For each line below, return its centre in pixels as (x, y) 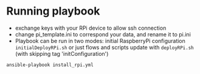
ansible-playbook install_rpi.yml (50, 65)
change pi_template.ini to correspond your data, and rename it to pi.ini (103, 34)
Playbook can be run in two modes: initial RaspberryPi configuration (100, 41)
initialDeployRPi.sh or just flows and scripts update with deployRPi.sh (104, 47)
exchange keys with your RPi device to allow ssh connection (91, 28)
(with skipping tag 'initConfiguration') (62, 53)
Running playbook (53, 11)
